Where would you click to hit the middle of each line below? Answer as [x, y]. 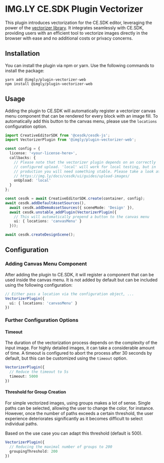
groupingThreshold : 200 [33, 451]
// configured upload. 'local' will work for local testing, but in [85, 167]
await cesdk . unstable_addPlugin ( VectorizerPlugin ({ [63, 212]
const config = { [23, 149]
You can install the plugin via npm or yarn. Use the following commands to [80, 65]
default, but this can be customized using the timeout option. [66, 358]
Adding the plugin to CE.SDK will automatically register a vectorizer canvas [81, 111]
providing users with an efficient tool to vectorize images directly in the [76, 33]
